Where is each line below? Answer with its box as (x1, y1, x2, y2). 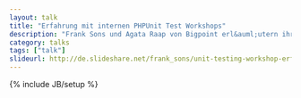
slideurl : (9, 54, 47, 63)
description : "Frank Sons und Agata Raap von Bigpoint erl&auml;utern (9, 29, 279, 38)
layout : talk (9, 12, 58, 22)
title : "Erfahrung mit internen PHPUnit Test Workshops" (9, 21, 227, 30)
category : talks (9, 37, 70, 47)
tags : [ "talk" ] (9, 46, 66, 55)
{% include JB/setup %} (9, 79, 99, 89)
